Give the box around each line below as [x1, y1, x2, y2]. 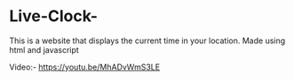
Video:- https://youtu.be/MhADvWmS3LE [9, 62, 161, 72]
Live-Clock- [9, 6, 99, 26]
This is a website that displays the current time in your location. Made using [9, 35, 286, 46]
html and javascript [9, 44, 80, 55]
